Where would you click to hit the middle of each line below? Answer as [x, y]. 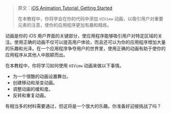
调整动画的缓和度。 [33, 89]
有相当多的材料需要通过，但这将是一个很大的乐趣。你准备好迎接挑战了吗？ [83, 106]
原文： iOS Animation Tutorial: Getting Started [65, 8]
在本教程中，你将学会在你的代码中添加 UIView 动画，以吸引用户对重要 [91, 19]
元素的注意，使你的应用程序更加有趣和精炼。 [65, 25]
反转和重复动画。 [31, 95]
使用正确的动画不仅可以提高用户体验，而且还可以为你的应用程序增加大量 [90, 42]
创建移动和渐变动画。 [35, 83]
